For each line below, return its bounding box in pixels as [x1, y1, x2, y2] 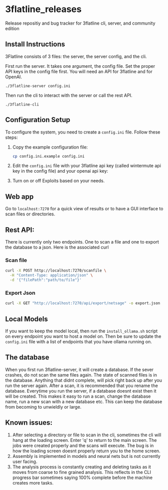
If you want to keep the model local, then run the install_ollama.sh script [5, 328, 158, 334]
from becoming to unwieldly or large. [5, 404, 82, 410]
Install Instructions [5, 40, 65, 49]
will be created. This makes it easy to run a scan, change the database [5, 393, 151, 399]
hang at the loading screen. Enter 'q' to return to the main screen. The [12, 437, 157, 443]
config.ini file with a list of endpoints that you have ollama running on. [5, 338, 152, 344]
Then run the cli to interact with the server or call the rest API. [5, 92, 133, 98]
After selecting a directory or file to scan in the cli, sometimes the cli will [12, 432, 161, 438]
